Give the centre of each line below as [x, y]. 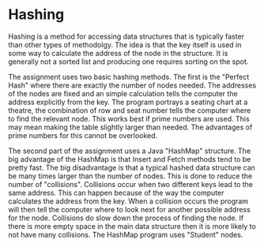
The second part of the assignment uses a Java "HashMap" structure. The [130, 151]
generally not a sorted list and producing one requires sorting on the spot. [128, 62]
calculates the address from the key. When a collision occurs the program [128, 201]
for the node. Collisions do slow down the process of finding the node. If [126, 218]
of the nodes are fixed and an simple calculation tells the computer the [123, 93]
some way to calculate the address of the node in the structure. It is [118, 53]
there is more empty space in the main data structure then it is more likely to [132, 226]
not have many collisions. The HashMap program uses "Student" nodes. [126, 234]
